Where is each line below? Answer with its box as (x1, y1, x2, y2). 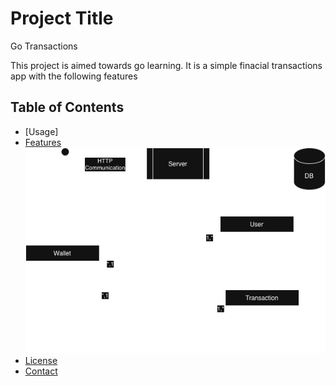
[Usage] (24, 125, 59, 137)
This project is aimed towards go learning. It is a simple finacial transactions (10, 59, 323, 71)
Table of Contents (10, 99, 125, 116)
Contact (24, 365, 58, 377)
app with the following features (10, 70, 138, 82)
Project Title (10, 7, 114, 30)
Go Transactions (10, 40, 78, 52)
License (24, 354, 58, 366)
